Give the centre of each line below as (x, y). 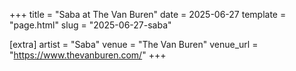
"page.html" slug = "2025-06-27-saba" (90, 25)
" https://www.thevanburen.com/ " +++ (88, 55)
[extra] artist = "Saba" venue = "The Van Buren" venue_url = (134, 44)
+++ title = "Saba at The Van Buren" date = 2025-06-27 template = (148, 14)
